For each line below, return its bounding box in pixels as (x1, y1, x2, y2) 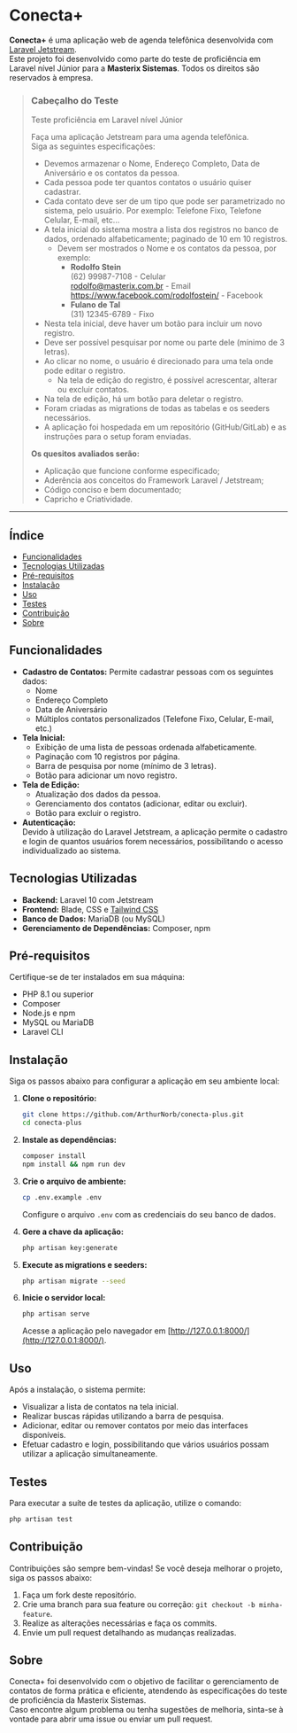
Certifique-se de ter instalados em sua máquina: (9, 972, 186, 983)
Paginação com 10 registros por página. (34, 750, 180, 762)
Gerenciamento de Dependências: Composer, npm (21, 922, 211, 933)
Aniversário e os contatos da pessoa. (43, 167, 179, 178)
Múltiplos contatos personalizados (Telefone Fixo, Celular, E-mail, (34, 713, 274, 724)
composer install (21, 1152, 87, 1161)
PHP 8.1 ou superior (21, 989, 95, 999)
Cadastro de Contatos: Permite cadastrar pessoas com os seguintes (21, 666, 274, 677)
